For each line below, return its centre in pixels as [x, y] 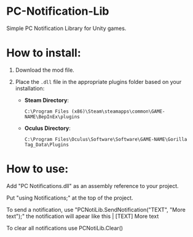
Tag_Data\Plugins [47, 145]
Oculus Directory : [47, 128]
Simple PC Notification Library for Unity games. [66, 28]
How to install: [44, 53]
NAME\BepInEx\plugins [52, 117]
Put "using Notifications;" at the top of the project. [70, 198]
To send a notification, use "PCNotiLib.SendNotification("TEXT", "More [96, 209]
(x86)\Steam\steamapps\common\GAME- [118, 111]
